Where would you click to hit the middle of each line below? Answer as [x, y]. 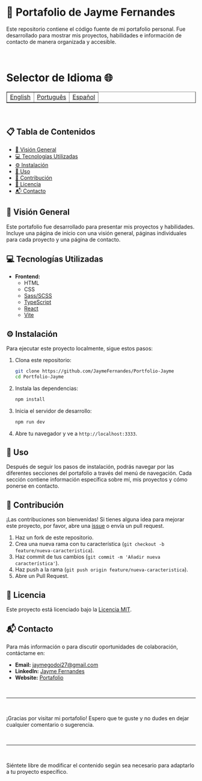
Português [52, 97]
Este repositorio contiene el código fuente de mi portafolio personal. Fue [96, 29]
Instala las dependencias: [46, 388]
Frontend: [27, 277]
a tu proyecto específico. [37, 771]
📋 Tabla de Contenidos [51, 132]
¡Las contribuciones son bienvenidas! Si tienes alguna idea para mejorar [95, 519]
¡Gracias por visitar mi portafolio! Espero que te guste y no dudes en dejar [98, 718]
